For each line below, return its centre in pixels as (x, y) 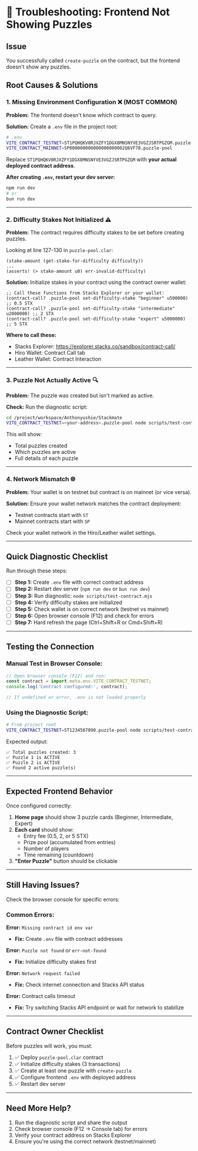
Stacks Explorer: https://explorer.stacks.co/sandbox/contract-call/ (95, 346)
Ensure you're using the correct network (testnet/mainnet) (85, 1141)
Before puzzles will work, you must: (49, 1046)
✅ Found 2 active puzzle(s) (41, 768)
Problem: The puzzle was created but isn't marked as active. (80, 395)
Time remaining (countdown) (59, 855)
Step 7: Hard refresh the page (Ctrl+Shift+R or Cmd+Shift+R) (89, 622)
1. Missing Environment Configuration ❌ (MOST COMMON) (92, 102)
